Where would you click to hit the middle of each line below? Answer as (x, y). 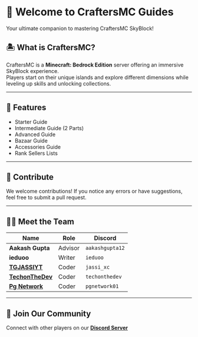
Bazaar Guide (31, 140)
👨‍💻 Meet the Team (40, 221)
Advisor (69, 248)
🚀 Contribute (30, 177)
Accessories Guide (37, 147)
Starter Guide (31, 122)
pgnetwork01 (102, 286)
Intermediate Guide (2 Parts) (49, 128)
